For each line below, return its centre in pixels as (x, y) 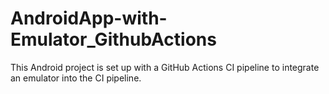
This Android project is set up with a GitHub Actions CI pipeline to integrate (165, 67)
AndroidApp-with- (89, 18)
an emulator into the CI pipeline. (76, 78)
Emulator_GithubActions (113, 39)
